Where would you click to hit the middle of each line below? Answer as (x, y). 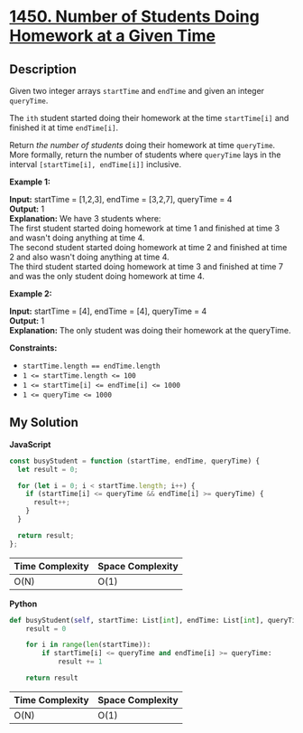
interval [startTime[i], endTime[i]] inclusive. (96, 164)
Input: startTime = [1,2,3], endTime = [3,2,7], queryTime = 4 (121, 199)
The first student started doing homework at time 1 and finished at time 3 (145, 228)
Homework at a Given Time (113, 36)
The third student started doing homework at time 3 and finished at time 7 (147, 267)
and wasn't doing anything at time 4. (77, 238)
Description (43, 69)
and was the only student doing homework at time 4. (107, 276)
